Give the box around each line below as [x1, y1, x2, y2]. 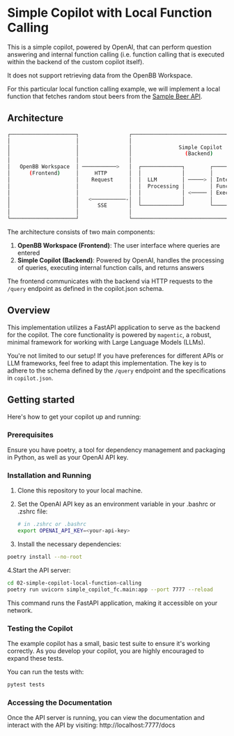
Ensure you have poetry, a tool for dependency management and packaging [7, 445, 226, 454]
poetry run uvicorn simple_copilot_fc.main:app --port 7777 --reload [7, 586, 214, 593]
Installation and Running [7, 470, 92, 480]
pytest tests [7, 681, 45, 688]
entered [17, 249, 40, 257]
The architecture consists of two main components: [7, 228, 155, 236]
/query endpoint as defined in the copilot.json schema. [7, 285, 164, 292]
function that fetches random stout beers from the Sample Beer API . [7, 92, 203, 100]
